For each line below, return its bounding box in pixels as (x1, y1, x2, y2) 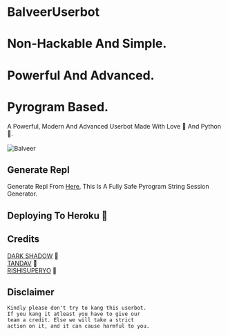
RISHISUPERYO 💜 (7, 266, 57, 274)
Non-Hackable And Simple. (7, 36, 167, 52)
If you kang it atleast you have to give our (7, 310, 140, 318)
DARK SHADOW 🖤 (7, 252, 59, 260)
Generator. (7, 189, 38, 198)
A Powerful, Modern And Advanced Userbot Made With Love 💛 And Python (7, 122, 222, 130)
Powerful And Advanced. (7, 67, 155, 83)
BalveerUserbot (7, 4, 100, 20)
